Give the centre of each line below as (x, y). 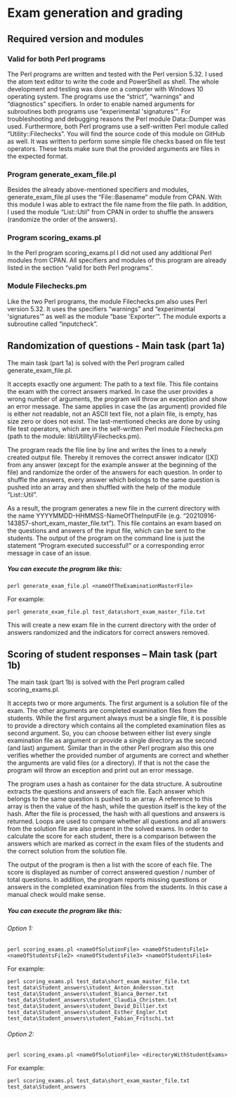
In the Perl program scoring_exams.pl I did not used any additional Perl (110, 253)
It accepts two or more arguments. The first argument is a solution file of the (118, 703)
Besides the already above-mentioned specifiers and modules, (98, 190)
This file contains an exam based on (169, 523)
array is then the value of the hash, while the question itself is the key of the (117, 806)
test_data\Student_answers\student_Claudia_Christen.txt (92, 1000)
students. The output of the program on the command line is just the (106, 538)
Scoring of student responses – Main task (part (112, 654)
